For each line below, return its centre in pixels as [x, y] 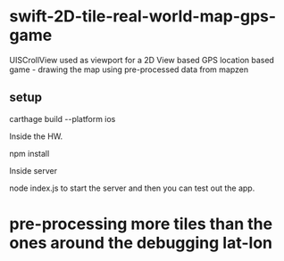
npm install [29, 153]
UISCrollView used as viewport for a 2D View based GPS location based [142, 60]
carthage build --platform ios [63, 118]
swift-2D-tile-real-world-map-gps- [143, 16]
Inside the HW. [36, 136]
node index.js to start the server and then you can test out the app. [132, 188]
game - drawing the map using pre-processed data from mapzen [129, 69]
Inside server [33, 170]
